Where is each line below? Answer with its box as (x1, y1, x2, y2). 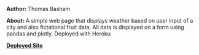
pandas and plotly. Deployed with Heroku (6, 30, 111, 37)
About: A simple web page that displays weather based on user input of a (6, 17, 193, 24)
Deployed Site (6, 42, 43, 49)
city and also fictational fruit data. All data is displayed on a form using (6, 24, 184, 31)
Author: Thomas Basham (6, 5, 71, 12)
